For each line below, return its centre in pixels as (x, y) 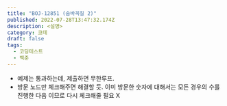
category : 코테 (27, 32)
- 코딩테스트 (28, 52)
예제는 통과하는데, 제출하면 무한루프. (65, 78)
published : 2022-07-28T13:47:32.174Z (61, 20)
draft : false (26, 39)
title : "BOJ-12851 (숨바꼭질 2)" (52, 13)
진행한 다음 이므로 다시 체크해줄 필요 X (69, 95)
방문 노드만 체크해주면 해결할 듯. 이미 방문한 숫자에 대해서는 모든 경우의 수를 (119, 87)
